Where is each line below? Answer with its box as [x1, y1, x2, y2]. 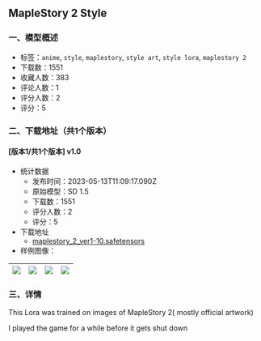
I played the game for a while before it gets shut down [8, 323, 188, 333]
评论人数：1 [19, 83, 59, 92]
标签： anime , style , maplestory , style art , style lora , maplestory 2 [19, 52, 246, 62]
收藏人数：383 [19, 72, 69, 82]
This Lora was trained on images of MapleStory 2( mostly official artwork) [8, 308, 255, 318]
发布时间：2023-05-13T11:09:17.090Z [32, 176, 158, 185]
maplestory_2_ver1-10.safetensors [32, 236, 145, 245]
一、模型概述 [8, 32, 59, 44]
